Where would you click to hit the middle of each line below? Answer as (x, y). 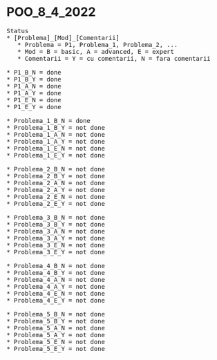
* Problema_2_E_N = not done (56, 197)
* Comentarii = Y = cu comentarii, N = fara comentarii (114, 58)
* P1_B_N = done (34, 72)
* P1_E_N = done (34, 100)
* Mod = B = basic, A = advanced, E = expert (96, 51)
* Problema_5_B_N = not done (56, 314)
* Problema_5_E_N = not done (56, 342)
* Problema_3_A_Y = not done (56, 238)
